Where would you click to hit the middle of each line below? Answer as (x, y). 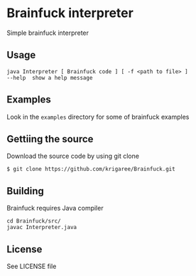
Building (25, 191)
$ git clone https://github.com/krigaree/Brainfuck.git (91, 169)
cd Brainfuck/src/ (34, 221)
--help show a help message (50, 78)
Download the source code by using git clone (73, 156)
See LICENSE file (32, 266)
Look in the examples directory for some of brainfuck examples (98, 117)
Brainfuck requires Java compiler (55, 208)
